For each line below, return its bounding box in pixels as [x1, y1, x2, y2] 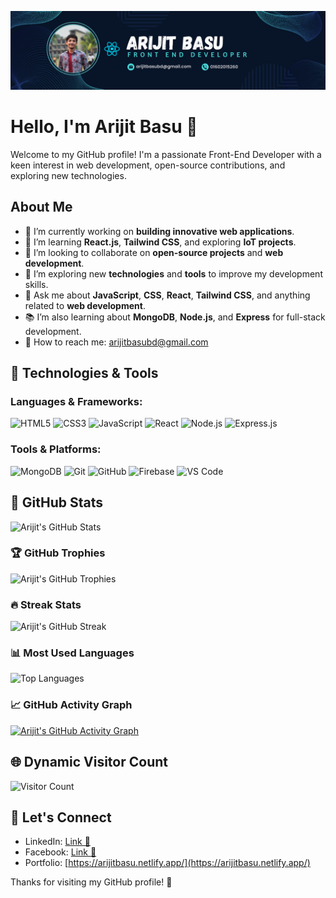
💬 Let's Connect [10, 809, 112, 826]
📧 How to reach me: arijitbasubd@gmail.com [24, 336, 209, 348]
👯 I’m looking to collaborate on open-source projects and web [24, 246, 284, 258]
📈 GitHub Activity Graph [10, 698, 133, 712]
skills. [24, 278, 49, 290]
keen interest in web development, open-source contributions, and [10, 159, 286, 171]
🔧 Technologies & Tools [10, 365, 159, 382]
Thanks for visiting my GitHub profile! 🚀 [10, 876, 173, 888]
